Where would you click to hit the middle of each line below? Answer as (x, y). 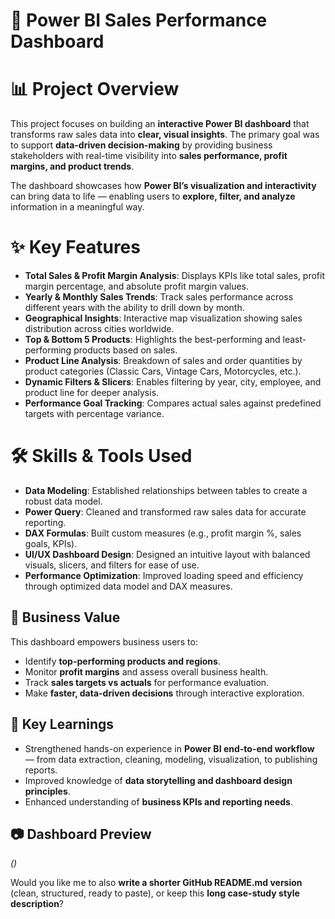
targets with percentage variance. (94, 414)
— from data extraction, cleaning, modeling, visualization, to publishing (171, 759)
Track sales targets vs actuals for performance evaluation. (147, 682)
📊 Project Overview (95, 89)
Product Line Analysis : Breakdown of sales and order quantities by (163, 361)
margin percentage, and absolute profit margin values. (137, 286)
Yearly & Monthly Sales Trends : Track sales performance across (159, 297)
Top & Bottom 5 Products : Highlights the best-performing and (152, 340)
